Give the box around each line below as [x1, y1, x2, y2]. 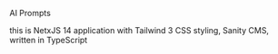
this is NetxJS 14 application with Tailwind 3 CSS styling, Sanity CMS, [9, 25, 270, 35]
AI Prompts [9, 8, 52, 18]
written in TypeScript [9, 35, 88, 45]
